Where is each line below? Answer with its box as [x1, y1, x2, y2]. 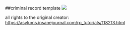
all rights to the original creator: [5, 15, 69, 20]
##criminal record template [5, 5, 61, 11]
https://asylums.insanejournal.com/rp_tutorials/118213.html [5, 20, 126, 25]
